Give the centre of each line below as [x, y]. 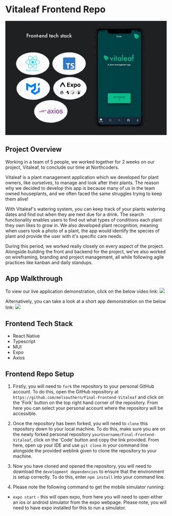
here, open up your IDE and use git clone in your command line [80, 445]
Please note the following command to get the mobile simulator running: [89, 487]
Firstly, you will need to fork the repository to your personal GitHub [83, 386]
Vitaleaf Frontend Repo [56, 9]
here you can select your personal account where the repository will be [88, 408]
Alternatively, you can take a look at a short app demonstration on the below [86, 302]
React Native [26, 336]
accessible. [25, 413]
